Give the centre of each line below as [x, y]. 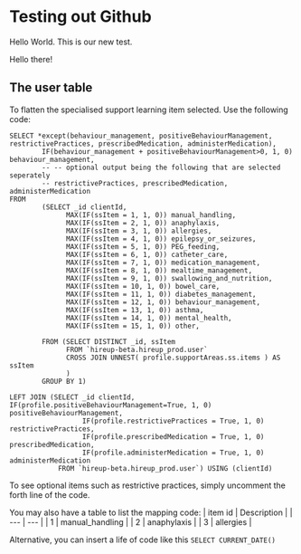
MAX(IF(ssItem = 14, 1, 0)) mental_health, [149, 318]
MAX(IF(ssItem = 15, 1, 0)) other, [133, 326]
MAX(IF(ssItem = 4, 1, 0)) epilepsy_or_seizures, [161, 239]
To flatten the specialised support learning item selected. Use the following [149, 110]
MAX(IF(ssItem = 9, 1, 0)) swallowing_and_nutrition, [169, 278]
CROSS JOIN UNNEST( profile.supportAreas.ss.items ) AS [174, 358]
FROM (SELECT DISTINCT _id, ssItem [109, 341]
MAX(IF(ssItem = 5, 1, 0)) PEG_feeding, [143, 246]
